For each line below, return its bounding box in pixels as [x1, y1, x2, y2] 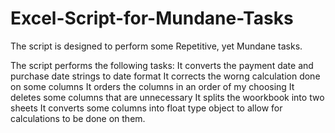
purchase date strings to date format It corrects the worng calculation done [10, 70, 321, 82]
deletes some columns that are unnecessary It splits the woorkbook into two [10, 91, 325, 103]
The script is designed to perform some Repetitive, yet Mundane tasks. [10, 40, 303, 52]
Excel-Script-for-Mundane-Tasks [10, 7, 294, 30]
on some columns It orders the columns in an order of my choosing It [10, 80, 295, 92]
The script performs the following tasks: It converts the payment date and [10, 59, 314, 71]
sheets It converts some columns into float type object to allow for [10, 102, 283, 114]
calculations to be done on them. [10, 112, 146, 124]
